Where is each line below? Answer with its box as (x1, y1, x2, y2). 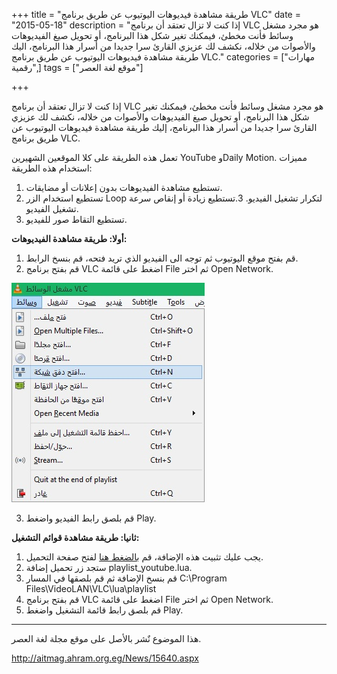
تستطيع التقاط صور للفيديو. (25, 214, 128, 225)
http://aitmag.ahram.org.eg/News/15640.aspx (11, 652, 199, 664)
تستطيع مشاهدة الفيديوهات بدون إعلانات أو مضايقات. (25, 182, 223, 193)
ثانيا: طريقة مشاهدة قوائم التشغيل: (11, 532, 140, 543)
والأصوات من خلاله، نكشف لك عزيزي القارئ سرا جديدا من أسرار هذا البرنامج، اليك (11, 40, 316, 52)
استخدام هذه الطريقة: (11, 162, 93, 174)
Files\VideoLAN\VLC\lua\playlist (25, 583, 157, 594)
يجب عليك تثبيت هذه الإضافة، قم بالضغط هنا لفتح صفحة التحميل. (25, 551, 264, 563)
